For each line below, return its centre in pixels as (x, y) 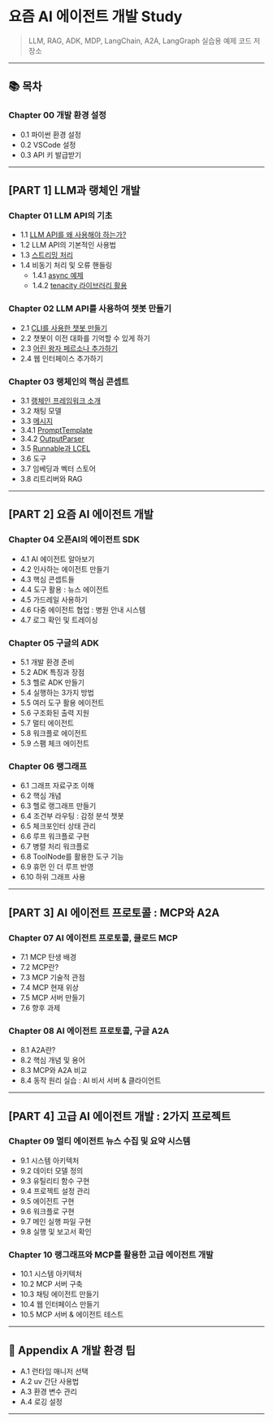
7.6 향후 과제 (40, 1007)
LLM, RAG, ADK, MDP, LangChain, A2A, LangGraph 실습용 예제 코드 (140, 41)
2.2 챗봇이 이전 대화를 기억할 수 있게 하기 (85, 338)
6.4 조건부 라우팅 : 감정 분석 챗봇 (72, 816)
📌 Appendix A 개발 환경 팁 (72, 1350)
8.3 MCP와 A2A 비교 (54, 1070)
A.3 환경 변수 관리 (48, 1391)
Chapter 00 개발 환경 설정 (58, 115)
